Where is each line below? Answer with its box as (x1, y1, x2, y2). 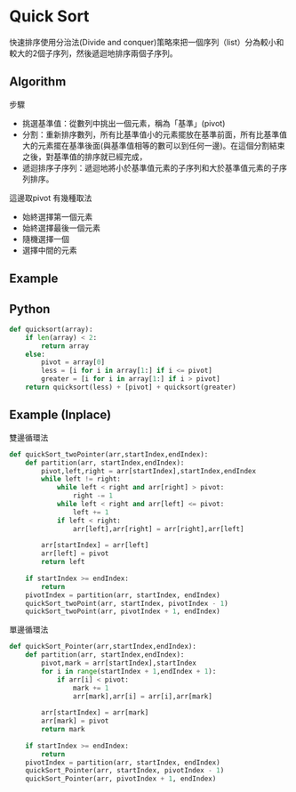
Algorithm (9, 74, 67, 90)
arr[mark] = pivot (41, 716, 109, 726)
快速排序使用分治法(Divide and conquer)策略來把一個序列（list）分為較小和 (9, 36, 284, 47)
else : (25, 350, 46, 359)
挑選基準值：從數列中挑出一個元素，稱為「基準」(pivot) (21, 117, 226, 128)
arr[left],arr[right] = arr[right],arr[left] (72, 524, 244, 533)
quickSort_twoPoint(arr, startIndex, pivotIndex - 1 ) (25, 599, 228, 608)
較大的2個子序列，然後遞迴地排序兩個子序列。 (9, 47, 178, 59)
